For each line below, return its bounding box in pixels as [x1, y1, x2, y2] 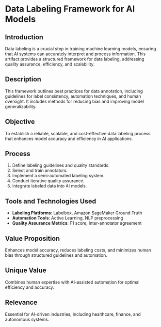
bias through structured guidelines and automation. [5, 252, 108, 258]
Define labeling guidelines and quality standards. [12, 162, 110, 168]
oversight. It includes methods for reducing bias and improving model [5, 98, 144, 104]
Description [5, 75, 41, 83]
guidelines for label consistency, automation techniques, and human [5, 93, 142, 99]
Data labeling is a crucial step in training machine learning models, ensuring [5, 46, 156, 51]
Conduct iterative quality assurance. [12, 178, 85, 184]
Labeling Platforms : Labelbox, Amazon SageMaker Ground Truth [12, 210, 142, 216]
